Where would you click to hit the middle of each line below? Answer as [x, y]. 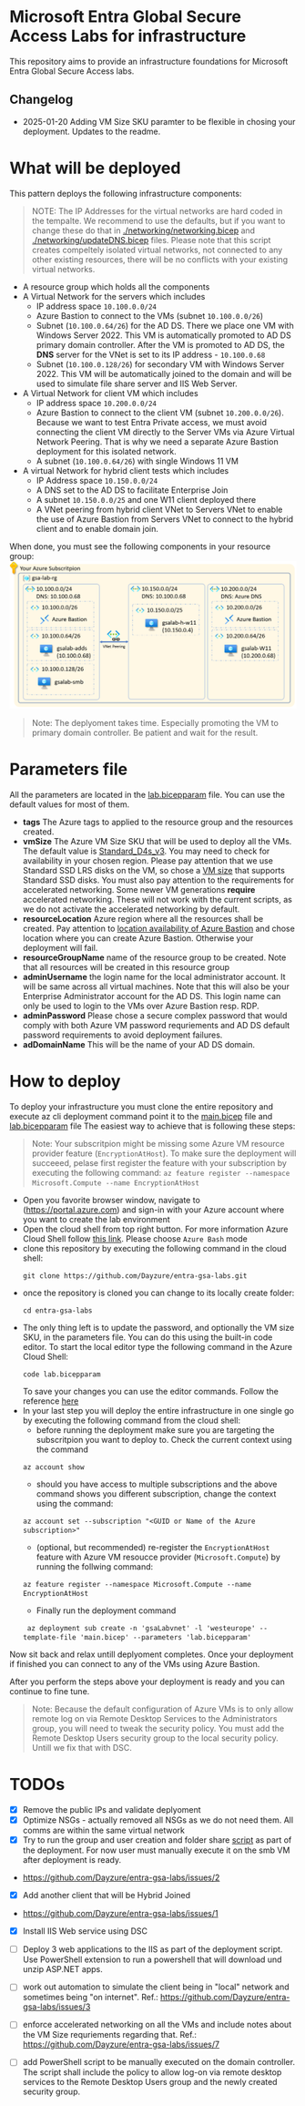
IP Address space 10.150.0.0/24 [97, 480]
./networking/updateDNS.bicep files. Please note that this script [151, 240]
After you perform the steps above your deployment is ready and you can [147, 1682]
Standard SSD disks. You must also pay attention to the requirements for [158, 880]
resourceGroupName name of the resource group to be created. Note [154, 957]
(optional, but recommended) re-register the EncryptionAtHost [153, 1547]
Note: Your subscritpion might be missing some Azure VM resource [158, 1143]
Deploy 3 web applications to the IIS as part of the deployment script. [152, 1949]
